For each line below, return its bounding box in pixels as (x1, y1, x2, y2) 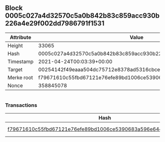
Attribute (9, 34, 31, 41)
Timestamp (7, 58, 34, 65)
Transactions (5, 102, 38, 109)
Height (7, 42, 23, 49)
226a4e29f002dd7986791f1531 (5, 19, 105, 28)
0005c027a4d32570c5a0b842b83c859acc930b (5, 12, 160, 20)
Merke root (7, 74, 33, 81)
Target (7, 66, 23, 73)
